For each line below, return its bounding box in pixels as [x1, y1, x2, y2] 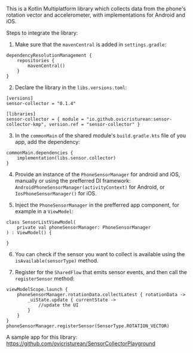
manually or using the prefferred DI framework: [14, 177, 131, 184]
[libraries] [6, 111, 36, 117]
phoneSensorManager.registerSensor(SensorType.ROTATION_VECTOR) [6, 323, 170, 329]
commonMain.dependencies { [6, 150, 73, 156]
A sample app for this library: [6, 334, 78, 340]
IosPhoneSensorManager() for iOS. [14, 190, 97, 197]
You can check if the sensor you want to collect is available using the [14, 251, 185, 257]
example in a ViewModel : [14, 208, 73, 214]
